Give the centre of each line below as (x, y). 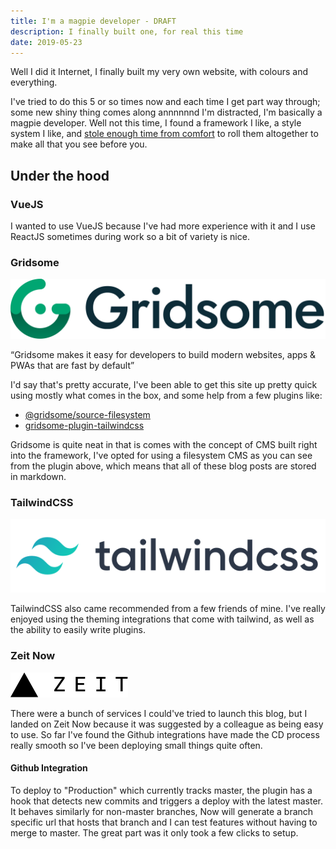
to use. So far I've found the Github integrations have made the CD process (165, 734)
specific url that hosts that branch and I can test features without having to (164, 822)
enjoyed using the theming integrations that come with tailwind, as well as (162, 619)
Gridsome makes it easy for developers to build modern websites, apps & (165, 354)
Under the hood (60, 175)
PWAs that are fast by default (71, 365)
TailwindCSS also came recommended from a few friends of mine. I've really (168, 609)
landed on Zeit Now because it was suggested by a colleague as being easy (167, 724)
